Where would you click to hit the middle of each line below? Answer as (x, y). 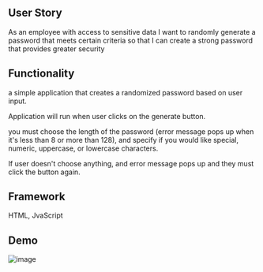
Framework (37, 197)
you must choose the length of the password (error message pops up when (131, 131)
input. (18, 101)
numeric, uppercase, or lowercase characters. (83, 148)
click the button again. (44, 172)
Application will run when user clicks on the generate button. (107, 116)
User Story (35, 13)
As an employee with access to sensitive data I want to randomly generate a (132, 32)
